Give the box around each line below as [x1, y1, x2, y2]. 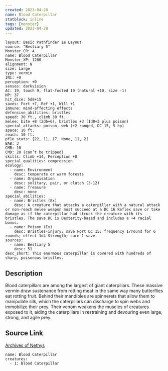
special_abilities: [5, 194, 46, 199]
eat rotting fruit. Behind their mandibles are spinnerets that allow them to [5, 293, 155, 299]
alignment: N [5, 62, 33, 67]
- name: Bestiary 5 [10, 242, 51, 247]
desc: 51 [14, 247, 33, 252]
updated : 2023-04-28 [5, 26, 49, 31]
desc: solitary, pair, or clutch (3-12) [14, 180, 100, 186]
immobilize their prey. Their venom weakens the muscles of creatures [5, 304, 149, 310]
